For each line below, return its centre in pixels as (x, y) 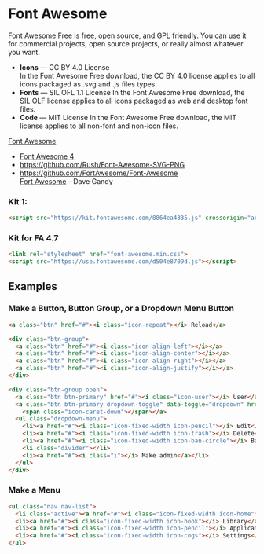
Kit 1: (18, 201)
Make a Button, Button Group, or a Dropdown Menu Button (121, 309)
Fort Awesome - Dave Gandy (66, 181)
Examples (33, 286)
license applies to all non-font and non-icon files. (99, 126)
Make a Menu (35, 490)
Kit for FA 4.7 (33, 238)
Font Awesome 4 (47, 156)
